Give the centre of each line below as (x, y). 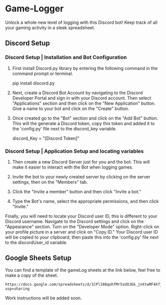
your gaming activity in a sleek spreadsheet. (50, 27)
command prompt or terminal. (42, 73)
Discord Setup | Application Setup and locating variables (75, 151)
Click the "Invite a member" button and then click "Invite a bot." (77, 191)
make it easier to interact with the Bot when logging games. (73, 167)
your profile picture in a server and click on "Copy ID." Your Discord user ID (82, 232)
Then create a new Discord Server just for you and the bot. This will (81, 162)
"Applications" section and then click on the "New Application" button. (84, 103)
